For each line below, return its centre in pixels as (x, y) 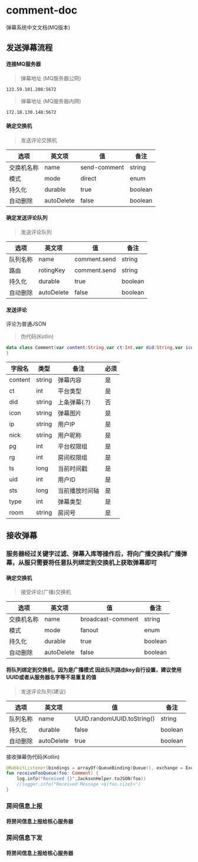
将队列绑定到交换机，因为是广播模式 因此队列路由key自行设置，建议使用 (94, 670)
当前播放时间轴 (79, 490)
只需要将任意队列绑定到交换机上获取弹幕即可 (94, 563)
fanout (90, 630)
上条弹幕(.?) (75, 402)
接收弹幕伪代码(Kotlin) (33, 756)
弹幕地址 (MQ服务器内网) (51, 101)
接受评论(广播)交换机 (46, 592)
